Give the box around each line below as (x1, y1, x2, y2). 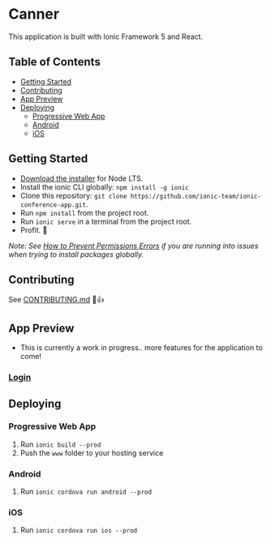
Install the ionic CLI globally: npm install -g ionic (19, 182, 189, 191)
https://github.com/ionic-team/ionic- (130, 192, 262, 200)
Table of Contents (8, 55, 101, 69)
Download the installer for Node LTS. (19, 173, 144, 183)
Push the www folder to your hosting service (19, 447, 164, 458)
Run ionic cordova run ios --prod (19, 525, 138, 535)
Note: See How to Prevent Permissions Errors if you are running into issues (8, 241, 259, 250)
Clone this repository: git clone (19, 190, 127, 200)
